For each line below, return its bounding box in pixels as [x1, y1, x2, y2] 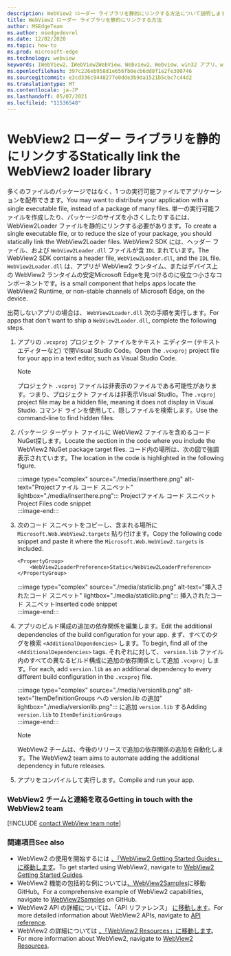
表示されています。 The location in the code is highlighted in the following [16, 453, 224, 461]
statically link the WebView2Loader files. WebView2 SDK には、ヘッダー [7, 237, 212, 246]
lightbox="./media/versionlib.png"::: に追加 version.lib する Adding [16, 702, 208, 710]
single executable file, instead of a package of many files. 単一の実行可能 [7, 204, 214, 213]
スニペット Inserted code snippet [25, 600, 118, 608]
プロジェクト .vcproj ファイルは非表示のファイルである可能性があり [16, 381, 211, 389]
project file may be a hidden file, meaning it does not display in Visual [16, 398, 214, 406]
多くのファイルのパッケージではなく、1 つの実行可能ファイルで [7, 187, 186, 195]
